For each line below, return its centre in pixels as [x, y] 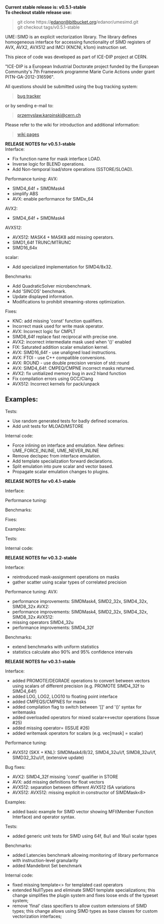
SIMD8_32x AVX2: [31, 606]
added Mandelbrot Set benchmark [47, 865]
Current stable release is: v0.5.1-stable [46, 7]
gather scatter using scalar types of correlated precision [69, 582]
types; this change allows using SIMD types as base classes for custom [85, 911]
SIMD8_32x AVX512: [33, 617]
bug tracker [29, 96]
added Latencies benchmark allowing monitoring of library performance [85, 855]
